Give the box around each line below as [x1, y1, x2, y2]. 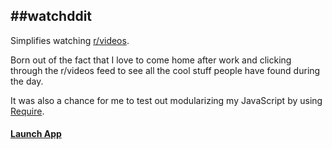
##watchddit [10, 8, 93, 25]
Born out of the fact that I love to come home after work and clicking [10, 54, 292, 66]
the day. [10, 75, 44, 87]
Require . [10, 105, 45, 117]
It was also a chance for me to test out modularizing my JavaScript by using [10, 94, 323, 106]
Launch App [10, 128, 62, 140]
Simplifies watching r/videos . [10, 34, 130, 46]
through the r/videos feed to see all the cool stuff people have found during [10, 64, 321, 76]
